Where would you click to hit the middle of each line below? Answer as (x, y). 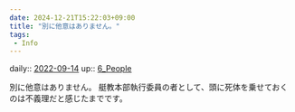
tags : (19, 34)
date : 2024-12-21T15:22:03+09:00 (72, 18)
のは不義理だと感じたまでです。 (69, 98)
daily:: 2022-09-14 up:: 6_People (71, 69)
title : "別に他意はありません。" (65, 26)
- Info (26, 43)
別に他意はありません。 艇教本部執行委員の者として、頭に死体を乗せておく (148, 88)
